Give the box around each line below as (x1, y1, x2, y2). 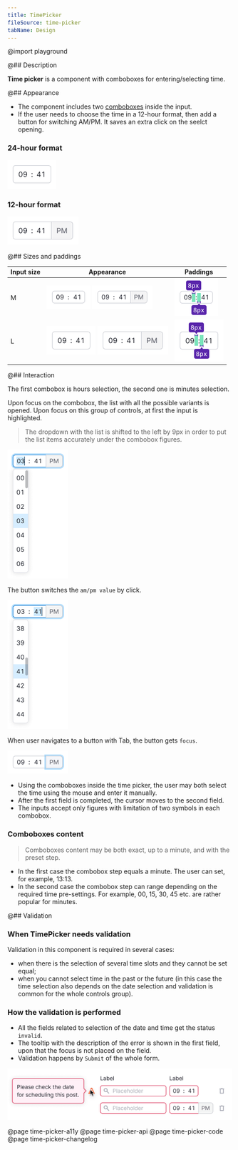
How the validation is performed (7, 1007, 121, 1017)
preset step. (24, 853, 61, 861)
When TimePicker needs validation (7, 929, 131, 939)
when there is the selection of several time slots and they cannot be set (17, 959, 228, 968)
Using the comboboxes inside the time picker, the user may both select (17, 781, 227, 790)
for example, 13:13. (17, 874, 73, 883)
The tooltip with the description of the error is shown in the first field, (17, 1039, 221, 1047)
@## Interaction (7, 371, 55, 380)
